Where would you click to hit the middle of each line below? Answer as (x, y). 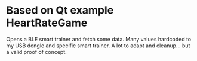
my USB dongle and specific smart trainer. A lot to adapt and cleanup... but (98, 46)
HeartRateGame (47, 23)
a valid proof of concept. (36, 52)
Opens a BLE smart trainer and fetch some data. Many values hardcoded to (99, 39)
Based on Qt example (60, 10)
